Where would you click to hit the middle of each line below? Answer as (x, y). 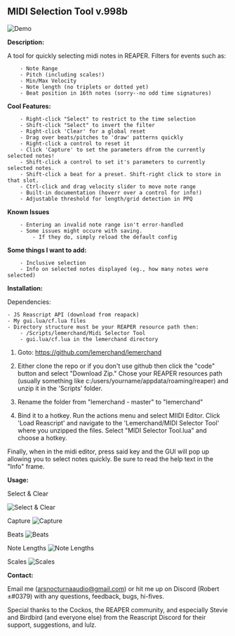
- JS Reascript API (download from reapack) (73, 314)
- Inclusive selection (53, 263)
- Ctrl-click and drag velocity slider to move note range (108, 186)
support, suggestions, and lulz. (52, 625)
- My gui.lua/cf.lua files (47, 321)
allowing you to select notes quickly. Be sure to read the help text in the (110, 458)
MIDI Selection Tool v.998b (68, 12)
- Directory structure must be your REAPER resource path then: (103, 327)
